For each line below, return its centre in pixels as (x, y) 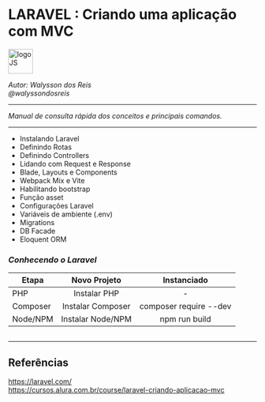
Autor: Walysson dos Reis (50, 85)
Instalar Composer (96, 306)
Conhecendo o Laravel (52, 260)
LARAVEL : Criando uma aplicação (123, 15)
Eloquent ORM (43, 239)
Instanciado (186, 280)
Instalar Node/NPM (97, 319)
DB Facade (37, 231)
